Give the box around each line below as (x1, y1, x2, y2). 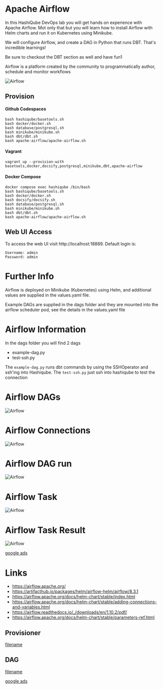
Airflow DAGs (5, 392, 61, 402)
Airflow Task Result (5, 524, 86, 536)
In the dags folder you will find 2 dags (5, 340, 81, 346)
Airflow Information (5, 324, 86, 335)
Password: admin (5, 254, 38, 259)
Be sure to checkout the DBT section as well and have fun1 (5, 54, 123, 60)
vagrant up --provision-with (5, 159, 64, 164)
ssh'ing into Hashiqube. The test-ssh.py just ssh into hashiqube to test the (5, 369, 155, 375)
